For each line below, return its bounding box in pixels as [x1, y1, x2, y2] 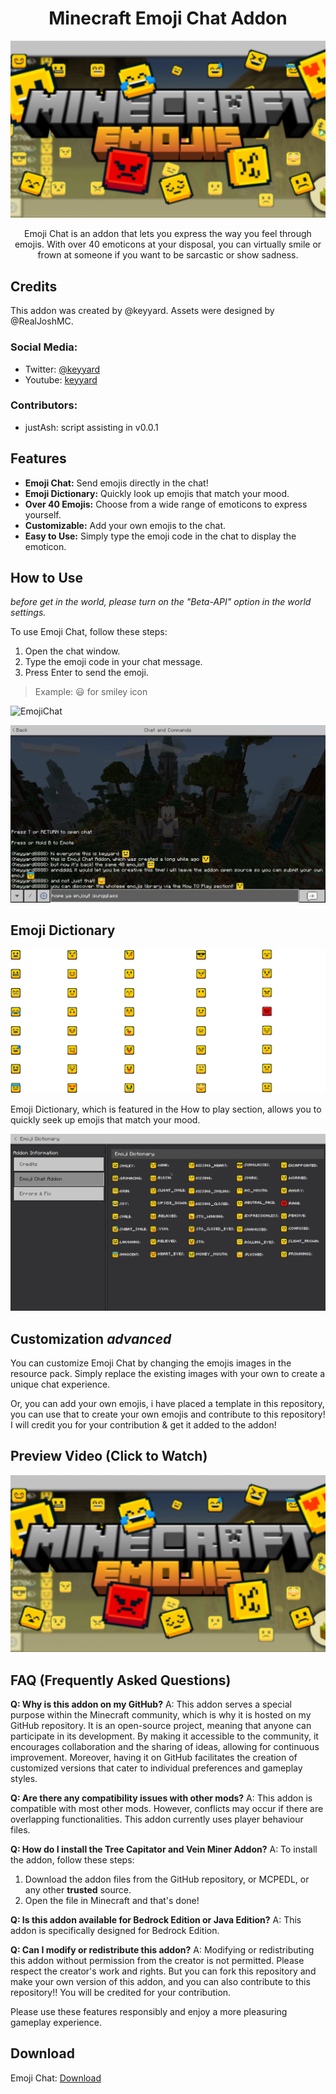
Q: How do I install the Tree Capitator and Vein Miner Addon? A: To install [10, 1843, 318, 1856]
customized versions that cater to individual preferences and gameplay [10, 1762, 303, 1774]
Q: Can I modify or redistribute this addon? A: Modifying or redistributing [10, 1944, 315, 1956]
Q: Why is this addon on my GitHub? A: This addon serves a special [10, 1698, 292, 1711]
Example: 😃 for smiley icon [34, 686, 148, 698]
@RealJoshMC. [10, 315, 74, 327]
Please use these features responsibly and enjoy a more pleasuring [10, 2006, 288, 2018]
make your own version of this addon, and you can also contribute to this [10, 1976, 311, 1988]
